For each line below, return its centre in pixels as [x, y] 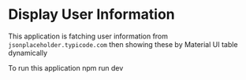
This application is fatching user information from [88, 36]
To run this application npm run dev [66, 67]
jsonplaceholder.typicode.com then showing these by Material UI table [123, 44]
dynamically [28, 53]
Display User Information [91, 15]
